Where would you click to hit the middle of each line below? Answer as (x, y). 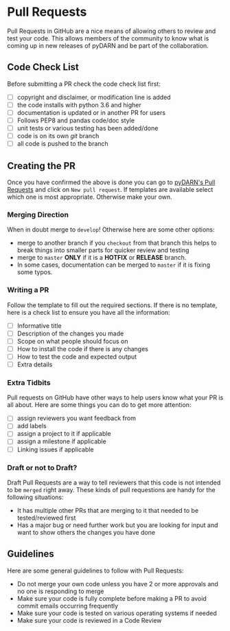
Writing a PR (28, 290)
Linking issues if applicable (55, 449)
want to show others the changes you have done (86, 532)
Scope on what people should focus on (72, 341)
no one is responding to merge (60, 591)
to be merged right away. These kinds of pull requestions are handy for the (111, 489)
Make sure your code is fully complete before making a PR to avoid (112, 598)
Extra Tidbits (29, 382)
